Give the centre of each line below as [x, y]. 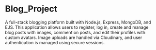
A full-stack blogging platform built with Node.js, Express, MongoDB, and [78, 22]
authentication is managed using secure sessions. [55, 42]
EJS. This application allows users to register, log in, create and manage [77, 27]
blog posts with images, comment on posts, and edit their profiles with [75, 32]
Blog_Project [31, 9]
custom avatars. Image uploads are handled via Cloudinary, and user [74, 37]
